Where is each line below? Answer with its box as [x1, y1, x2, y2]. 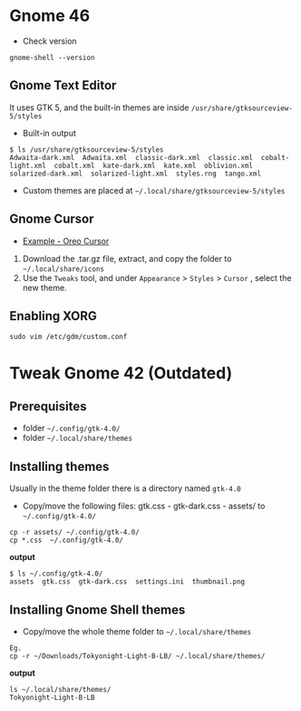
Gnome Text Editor [9, 78, 117, 94]
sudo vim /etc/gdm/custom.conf [9, 333, 128, 342]
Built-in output [22, 127, 77, 138]
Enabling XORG [9, 308, 98, 324]
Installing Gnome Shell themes [9, 602, 186, 617]
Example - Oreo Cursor [22, 235, 110, 246]
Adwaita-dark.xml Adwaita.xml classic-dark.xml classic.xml [9, 153, 254, 162]
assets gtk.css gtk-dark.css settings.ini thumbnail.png [9, 577, 246, 586]
